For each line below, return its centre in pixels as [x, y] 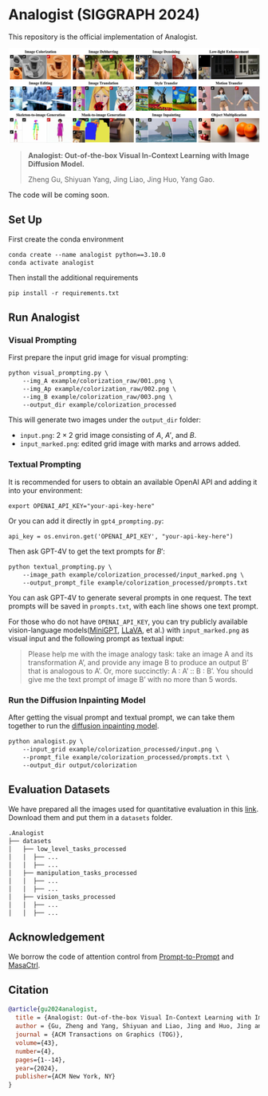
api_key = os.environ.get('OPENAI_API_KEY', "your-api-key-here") [121, 536]
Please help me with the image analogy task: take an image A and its [140, 654]
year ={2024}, [37, 1068]
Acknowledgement [57, 938]
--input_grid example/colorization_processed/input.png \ [121, 750]
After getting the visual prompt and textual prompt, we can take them [122, 718]
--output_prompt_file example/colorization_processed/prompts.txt [135, 583]
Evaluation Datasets [59, 790]
